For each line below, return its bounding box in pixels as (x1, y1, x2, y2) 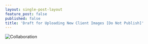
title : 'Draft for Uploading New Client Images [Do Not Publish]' (5, 20, 144, 26)
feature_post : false (5, 12, 48, 16)
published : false (5, 16, 41, 21)
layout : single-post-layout (5, 7, 63, 12)
